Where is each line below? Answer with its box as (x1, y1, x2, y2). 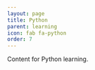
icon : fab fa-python (7, 29, 67, 37)
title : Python (7, 17, 49, 24)
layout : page (7, 10, 45, 17)
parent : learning (7, 23, 58, 30)
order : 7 (7, 36, 33, 43)
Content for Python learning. (7, 55, 89, 63)
